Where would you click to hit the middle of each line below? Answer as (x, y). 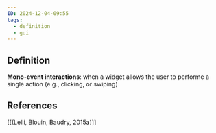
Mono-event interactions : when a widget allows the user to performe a (108, 77)
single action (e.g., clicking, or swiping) (62, 84)
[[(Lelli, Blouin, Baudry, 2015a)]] (52, 122)
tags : (15, 20)
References (32, 106)
